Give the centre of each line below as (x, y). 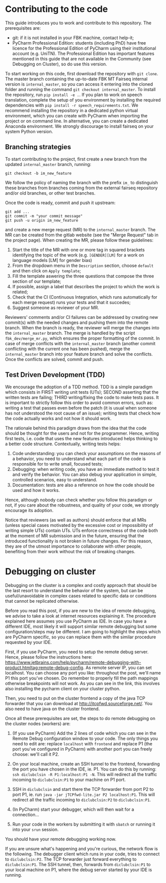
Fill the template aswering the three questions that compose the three (83, 276)
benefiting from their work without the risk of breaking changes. (70, 551)
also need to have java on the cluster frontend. (52, 709)
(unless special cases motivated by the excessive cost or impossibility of (79, 525)
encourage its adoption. (29, 510)
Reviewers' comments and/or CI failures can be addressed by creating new (82, 317)
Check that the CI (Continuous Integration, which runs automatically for (85, 297)
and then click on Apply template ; (47, 270)
